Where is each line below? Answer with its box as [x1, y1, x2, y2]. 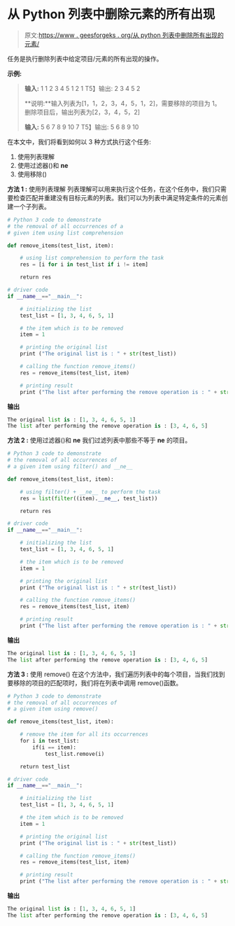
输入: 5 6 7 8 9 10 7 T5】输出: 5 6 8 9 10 [24, 122, 139, 131]
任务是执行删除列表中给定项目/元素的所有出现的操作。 [7, 54, 163, 63]
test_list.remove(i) [44, 750, 105, 757]
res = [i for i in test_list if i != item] [20, 261, 149, 268]
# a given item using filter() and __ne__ [7, 463, 133, 470]
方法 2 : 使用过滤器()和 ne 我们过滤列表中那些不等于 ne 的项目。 [7, 436, 192, 444]
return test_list [20, 763, 71, 770]
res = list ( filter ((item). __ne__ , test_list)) [20, 495, 158, 502]
